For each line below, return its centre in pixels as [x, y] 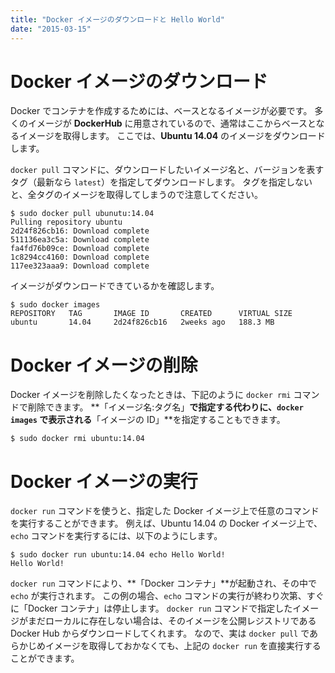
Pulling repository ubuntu [66, 222]
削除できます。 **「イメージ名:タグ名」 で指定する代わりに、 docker [165, 407]
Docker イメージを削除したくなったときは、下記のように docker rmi [151, 395]
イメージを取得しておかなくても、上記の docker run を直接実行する [183, 646]
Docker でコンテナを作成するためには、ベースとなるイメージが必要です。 [161, 111]
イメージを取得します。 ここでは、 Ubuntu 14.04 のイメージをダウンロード [172, 136]
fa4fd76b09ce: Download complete [80, 249]
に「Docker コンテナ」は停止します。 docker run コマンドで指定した [151, 608]
